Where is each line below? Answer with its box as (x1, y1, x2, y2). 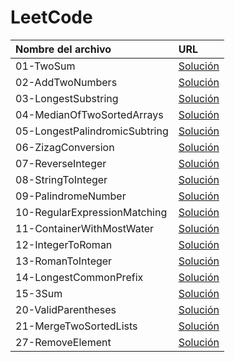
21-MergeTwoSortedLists (15, 319, 138, 333)
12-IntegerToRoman (15, 237, 113, 251)
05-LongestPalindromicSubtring (15, 124, 169, 138)
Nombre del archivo (15, 42, 112, 56)
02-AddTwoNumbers (15, 75, 118, 89)
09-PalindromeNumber (15, 189, 127, 203)
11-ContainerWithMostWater (15, 221, 155, 235)
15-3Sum (15, 286, 63, 300)
